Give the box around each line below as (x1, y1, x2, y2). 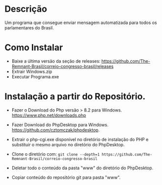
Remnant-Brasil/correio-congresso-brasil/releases (11, 63, 114, 69)
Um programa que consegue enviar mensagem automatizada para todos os (4, 20, 157, 25)
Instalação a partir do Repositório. (4, 91, 146, 102)
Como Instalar (4, 42, 63, 53)
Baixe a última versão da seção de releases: (11, 58, 101, 64)
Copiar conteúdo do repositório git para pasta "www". (11, 174, 121, 180)
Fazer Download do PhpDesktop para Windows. (11, 121, 109, 128)
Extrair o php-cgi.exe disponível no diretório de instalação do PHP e (11, 136, 149, 142)
